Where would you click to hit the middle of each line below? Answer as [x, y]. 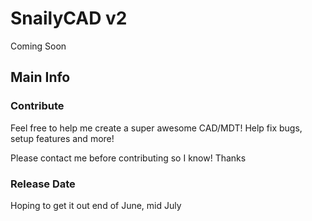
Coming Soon [38, 46]
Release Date [43, 184]
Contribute [37, 106]
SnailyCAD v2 [69, 18]
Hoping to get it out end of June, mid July [96, 205]
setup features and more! [62, 138]
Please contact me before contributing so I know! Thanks [128, 158]
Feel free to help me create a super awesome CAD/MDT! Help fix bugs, [156, 128]
